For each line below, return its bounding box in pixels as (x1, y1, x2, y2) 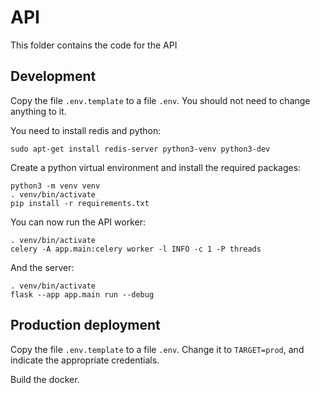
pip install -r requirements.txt (10, 198, 150, 208)
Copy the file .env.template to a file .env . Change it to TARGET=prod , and (10, 343, 305, 355)
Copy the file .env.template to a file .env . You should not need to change (10, 94, 311, 106)
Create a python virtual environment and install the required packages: (10, 161, 302, 173)
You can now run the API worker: (10, 216, 146, 228)
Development (10, 68, 97, 85)
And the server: (10, 261, 75, 273)
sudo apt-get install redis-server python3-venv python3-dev (10, 144, 271, 154)
